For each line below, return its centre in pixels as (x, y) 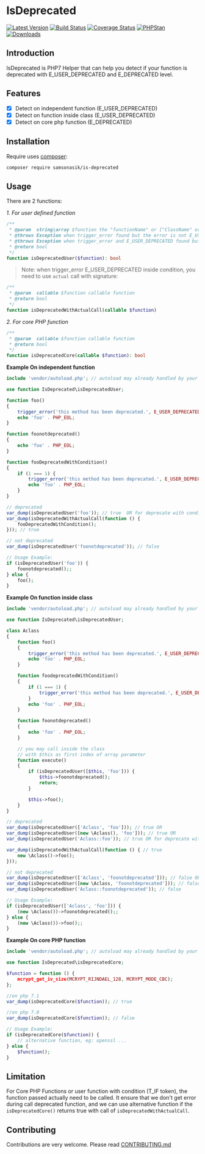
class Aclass (23, 631)
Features (23, 94)
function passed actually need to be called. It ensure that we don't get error (101, 1098)
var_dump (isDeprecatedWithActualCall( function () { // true (85, 850)
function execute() (42, 760)
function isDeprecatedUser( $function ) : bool (64, 258)
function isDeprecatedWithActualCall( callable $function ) (81, 310)
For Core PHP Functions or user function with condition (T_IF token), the (97, 1091)
